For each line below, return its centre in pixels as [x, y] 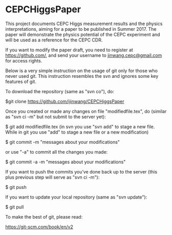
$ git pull [15, 207]
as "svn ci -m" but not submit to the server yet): [56, 117]
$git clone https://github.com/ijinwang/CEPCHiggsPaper [65, 101]
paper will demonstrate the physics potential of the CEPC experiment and [83, 34]
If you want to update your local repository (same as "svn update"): [76, 197]
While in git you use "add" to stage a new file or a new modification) [77, 132]
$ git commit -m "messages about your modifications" [63, 142]
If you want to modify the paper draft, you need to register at [69, 50]
